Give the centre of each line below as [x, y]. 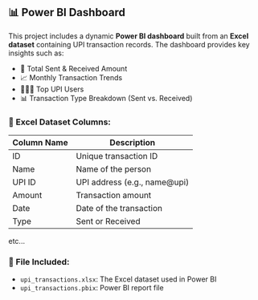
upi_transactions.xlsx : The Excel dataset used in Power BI [118, 279]
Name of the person [113, 169]
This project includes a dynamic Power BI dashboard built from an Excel [129, 36]
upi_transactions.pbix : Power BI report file [92, 288]
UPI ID [24, 182]
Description [133, 143]
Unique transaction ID [117, 156]
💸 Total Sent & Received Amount [74, 68]
